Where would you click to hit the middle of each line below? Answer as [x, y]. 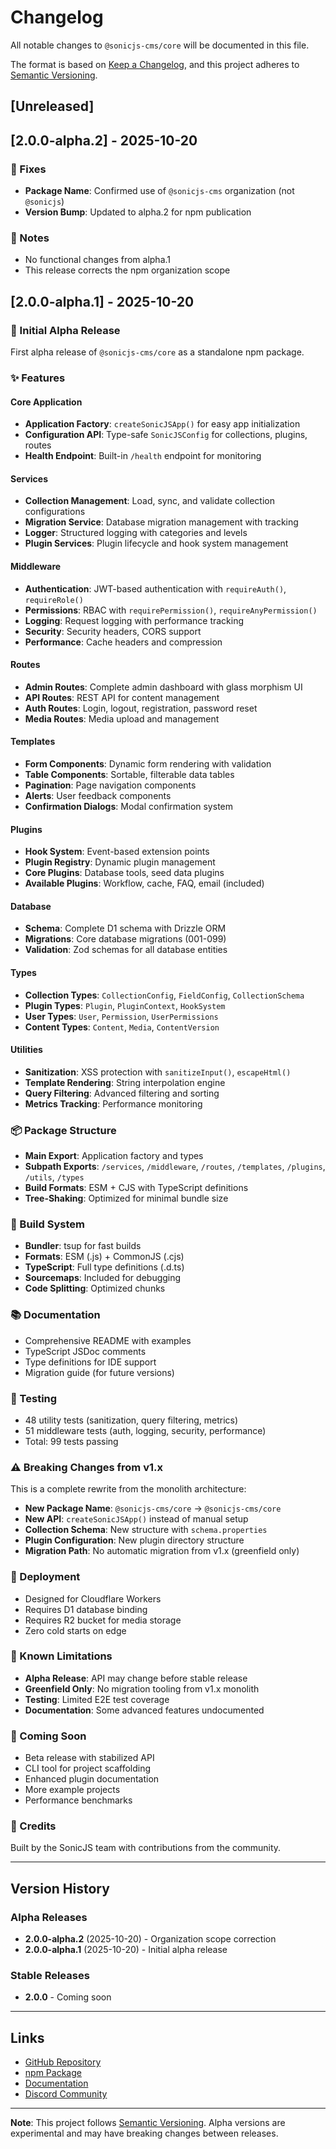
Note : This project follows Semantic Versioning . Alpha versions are [148, 2123]
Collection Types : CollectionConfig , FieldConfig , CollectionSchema [164, 995]
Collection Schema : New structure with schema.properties [146, 1530]
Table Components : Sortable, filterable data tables [129, 774]
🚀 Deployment [45, 1577]
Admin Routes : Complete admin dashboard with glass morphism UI [163, 687]
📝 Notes [30, 238]
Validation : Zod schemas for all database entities [126, 950]
